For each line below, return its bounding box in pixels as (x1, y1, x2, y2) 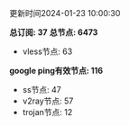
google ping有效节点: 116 (9, 66, 104, 76)
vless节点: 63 (22, 46, 73, 57)
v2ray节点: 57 (22, 95, 74, 106)
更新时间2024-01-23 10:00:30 (9, 8, 121, 18)
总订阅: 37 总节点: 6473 (9, 27, 98, 38)
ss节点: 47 (22, 85, 61, 94)
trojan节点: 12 (22, 107, 73, 117)
